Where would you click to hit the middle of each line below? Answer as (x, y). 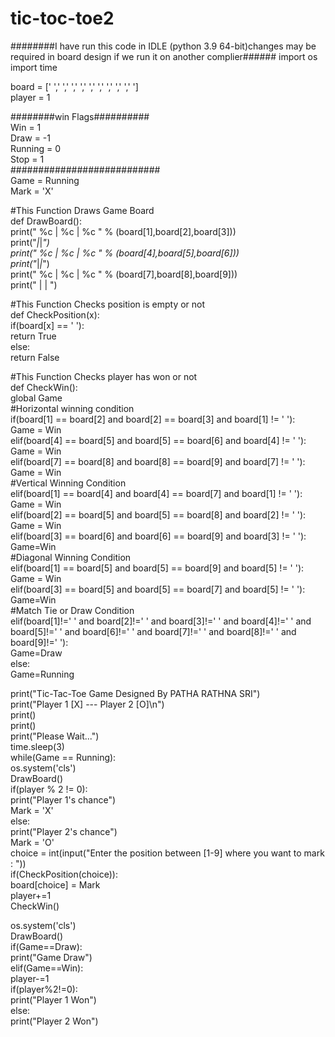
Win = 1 (26, 127)
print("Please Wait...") (55, 736)
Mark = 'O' (32, 842)
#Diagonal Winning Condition (71, 557)
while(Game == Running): (63, 757)
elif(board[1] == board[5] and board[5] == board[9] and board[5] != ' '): (157, 568)
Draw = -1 (30, 138)
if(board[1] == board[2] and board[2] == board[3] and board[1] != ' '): (153, 419)
